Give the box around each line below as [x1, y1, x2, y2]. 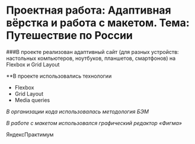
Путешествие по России [6, 29, 133, 42]
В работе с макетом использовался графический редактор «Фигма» [6, 119, 183, 126]
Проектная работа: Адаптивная [6, 4, 171, 17]
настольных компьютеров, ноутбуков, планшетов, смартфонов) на [6, 55, 176, 62]
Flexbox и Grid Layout [6, 60, 60, 68]
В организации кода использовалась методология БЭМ [6, 108, 149, 115]
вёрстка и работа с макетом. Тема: [6, 16, 190, 30]
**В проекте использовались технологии [6, 72, 112, 79]
